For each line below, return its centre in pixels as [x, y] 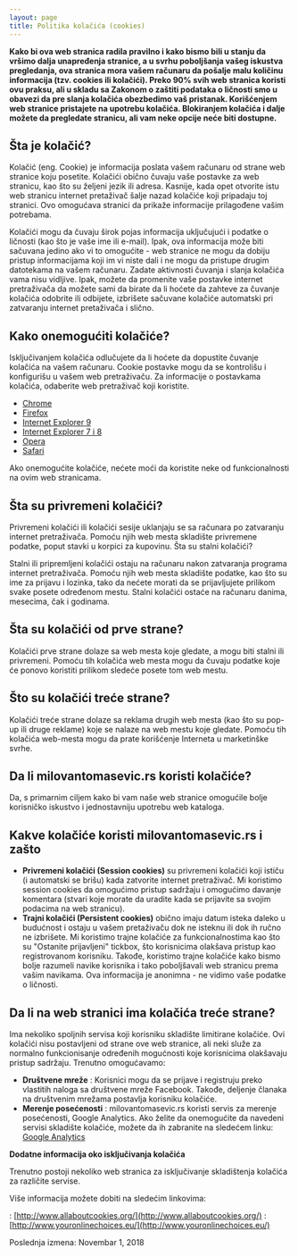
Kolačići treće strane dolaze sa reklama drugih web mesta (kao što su [137, 719]
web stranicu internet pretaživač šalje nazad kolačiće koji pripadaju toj [138, 196]
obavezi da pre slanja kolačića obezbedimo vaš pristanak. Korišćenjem [144, 98]
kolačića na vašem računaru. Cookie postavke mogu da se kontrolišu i [138, 367]
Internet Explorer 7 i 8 [62, 432]
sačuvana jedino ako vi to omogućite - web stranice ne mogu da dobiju [140, 251]
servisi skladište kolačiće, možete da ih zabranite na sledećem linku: [148, 1127]
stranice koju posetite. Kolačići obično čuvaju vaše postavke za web [134, 177]
